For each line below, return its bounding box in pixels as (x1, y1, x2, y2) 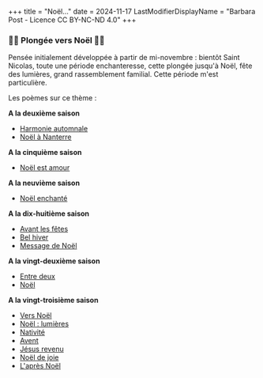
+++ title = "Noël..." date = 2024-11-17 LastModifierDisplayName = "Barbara (8, 7, 256, 16)
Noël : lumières (19, 319, 70, 329)
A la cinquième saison (8, 148, 82, 157)
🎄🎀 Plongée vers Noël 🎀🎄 (8, 35, 105, 46)
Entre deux (19, 272, 55, 282)
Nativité (19, 327, 46, 337)
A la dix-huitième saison (8, 209, 89, 218)
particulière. (8, 78, 47, 88)
